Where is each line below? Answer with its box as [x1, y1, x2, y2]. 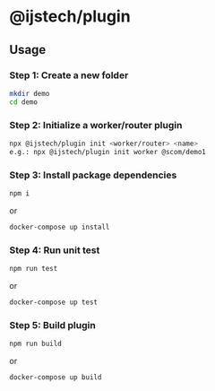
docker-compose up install [9, 222, 110, 231]
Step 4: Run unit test [9, 244, 100, 256]
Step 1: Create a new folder [9, 69, 129, 82]
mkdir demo [9, 89, 50, 98]
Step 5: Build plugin [9, 318, 96, 331]
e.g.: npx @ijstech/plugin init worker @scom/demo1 [9, 147, 206, 156]
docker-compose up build [9, 372, 102, 382]
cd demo [9, 97, 39, 107]
